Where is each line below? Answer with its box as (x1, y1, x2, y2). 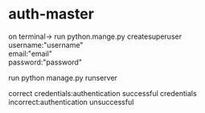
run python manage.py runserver (8, 73, 118, 82)
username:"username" (8, 40, 84, 49)
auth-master (8, 5, 95, 23)
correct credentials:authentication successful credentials (8, 88, 197, 98)
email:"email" (8, 48, 53, 58)
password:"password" (8, 57, 83, 67)
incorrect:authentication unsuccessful (8, 97, 134, 107)
